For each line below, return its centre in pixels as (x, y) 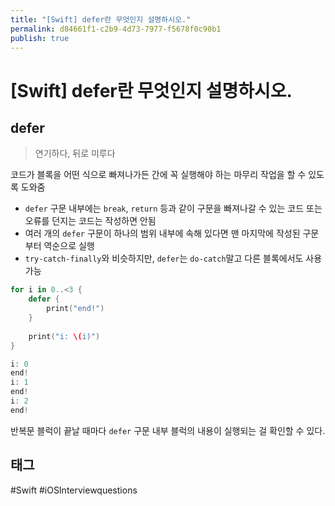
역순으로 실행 (69, 246)
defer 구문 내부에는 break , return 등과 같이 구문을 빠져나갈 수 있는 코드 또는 (173, 208)
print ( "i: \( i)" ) (64, 336)
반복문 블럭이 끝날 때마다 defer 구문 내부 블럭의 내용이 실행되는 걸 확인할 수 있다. (168, 430)
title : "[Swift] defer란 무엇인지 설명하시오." (101, 19)
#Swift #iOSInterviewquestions (74, 490)
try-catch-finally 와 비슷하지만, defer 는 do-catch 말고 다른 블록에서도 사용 (173, 258)
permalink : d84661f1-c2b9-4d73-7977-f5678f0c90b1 (116, 29)
